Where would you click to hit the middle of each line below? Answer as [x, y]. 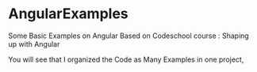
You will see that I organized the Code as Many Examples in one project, [126, 59]
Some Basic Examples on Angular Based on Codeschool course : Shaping [129, 36]
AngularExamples [68, 14]
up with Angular [34, 44]
